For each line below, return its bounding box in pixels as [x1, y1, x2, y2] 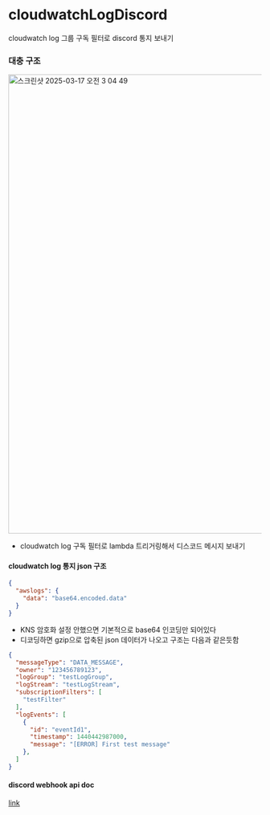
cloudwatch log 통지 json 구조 [8, 560, 107, 571]
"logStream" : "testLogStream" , [15, 681, 121, 689]
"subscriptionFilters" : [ [15, 688, 103, 696]
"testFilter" [22, 696, 67, 704]
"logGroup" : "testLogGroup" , [15, 673, 113, 682]
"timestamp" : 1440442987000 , [29, 733, 128, 741]
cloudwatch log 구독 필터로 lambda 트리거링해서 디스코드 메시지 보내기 [19, 541, 246, 551]
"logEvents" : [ [15, 711, 67, 719]
